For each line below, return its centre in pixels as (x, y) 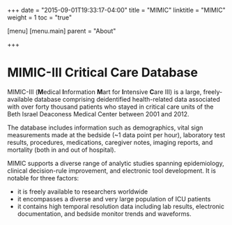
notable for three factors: (43, 178)
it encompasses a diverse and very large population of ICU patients (114, 199)
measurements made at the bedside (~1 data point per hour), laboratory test (116, 134)
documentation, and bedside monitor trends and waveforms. (104, 214)
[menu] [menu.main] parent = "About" (62, 31)
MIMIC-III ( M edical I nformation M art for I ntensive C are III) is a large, (105, 92)
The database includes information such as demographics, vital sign (105, 127)
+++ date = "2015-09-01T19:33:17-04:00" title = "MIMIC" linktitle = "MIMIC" (116, 10)
